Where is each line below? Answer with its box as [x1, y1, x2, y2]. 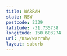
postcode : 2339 [6, 19, 43, 25]
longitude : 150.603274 [6, 30, 61, 36]
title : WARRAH [6, 8, 41, 15]
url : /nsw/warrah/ [6, 36, 51, 41]
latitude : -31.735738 [6, 24, 59, 31]
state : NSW [6, 14, 33, 20]
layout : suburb [6, 41, 43, 47]
